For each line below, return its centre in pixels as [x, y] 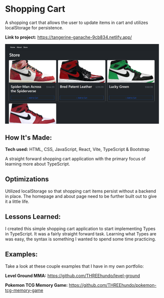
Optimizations [27, 179]
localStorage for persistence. [34, 27]
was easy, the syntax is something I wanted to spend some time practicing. [81, 239]
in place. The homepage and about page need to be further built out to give [81, 196]
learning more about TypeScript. [38, 164]
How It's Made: [29, 138]
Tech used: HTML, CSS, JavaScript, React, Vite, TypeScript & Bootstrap [77, 149]
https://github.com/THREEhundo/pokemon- [113, 285]
